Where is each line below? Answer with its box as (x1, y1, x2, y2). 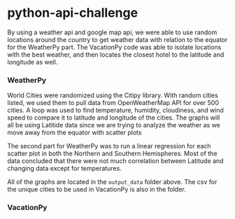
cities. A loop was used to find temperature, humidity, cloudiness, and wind (7, 106, 224, 115)
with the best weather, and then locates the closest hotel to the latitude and (7, 50, 225, 59)
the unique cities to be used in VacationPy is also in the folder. (7, 185, 187, 194)
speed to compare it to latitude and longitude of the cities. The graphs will (7, 113, 220, 122)
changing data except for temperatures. (7, 164, 122, 173)
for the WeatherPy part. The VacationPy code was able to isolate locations (7, 43, 222, 51)
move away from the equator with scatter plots (7, 128, 142, 137)
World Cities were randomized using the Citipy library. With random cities (7, 91, 218, 99)
